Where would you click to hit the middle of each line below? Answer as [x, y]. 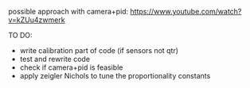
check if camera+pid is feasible [71, 67]
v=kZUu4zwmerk [37, 20]
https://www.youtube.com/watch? [186, 11]
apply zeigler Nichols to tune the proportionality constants [115, 76]
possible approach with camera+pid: [68, 11]
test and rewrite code [55, 59]
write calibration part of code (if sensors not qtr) [99, 50]
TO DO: [21, 35]
